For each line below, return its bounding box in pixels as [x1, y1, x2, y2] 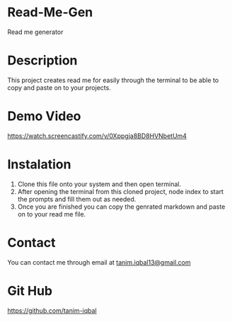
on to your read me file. [17, 209, 86, 218]
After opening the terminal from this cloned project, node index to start [17, 187, 224, 195]
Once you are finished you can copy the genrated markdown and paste [17, 202, 226, 211]
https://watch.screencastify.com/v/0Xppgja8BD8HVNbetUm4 [7, 132, 187, 140]
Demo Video [7, 108, 81, 125]
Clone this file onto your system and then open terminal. [17, 180, 182, 188]
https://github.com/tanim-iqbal [7, 306, 97, 315]
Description [7, 52, 78, 69]
